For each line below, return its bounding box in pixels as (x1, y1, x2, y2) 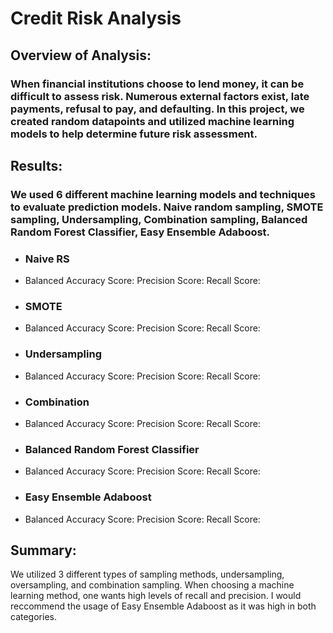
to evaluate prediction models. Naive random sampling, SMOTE (10, 200, 324, 214)
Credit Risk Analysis (10, 7, 182, 30)
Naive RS (24, 252, 70, 266)
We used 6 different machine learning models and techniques (10, 187, 316, 201)
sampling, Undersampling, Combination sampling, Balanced (10, 212, 308, 226)
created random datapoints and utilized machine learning (10, 114, 295, 128)
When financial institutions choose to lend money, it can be (10, 77, 305, 91)
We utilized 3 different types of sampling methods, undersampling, (10, 568, 285, 581)
